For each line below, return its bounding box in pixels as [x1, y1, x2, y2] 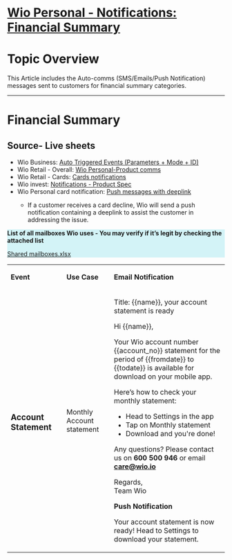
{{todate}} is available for [113, 363, 195, 373]
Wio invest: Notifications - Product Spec [17, 180, 132, 188]
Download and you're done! [125, 429, 215, 439]
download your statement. [113, 534, 199, 544]
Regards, [113, 478, 143, 487]
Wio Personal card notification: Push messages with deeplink [17, 188, 192, 196]
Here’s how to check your [113, 388, 197, 397]
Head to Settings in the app [125, 412, 214, 422]
